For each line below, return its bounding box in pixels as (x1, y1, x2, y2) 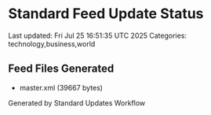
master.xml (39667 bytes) (19, 83, 104, 92)
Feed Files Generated (8, 62, 115, 76)
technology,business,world (8, 39, 96, 48)
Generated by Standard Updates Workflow (8, 98, 146, 107)
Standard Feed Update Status (8, 5, 204, 23)
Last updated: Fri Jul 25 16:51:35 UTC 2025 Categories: (8, 31, 187, 40)
